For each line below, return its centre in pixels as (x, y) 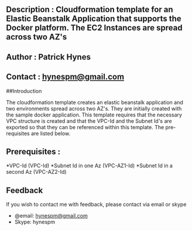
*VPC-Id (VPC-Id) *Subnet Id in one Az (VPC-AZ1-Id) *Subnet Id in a (89, 166)
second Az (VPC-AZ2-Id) (36, 172)
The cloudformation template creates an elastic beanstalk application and (95, 102)
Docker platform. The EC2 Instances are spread (94, 28)
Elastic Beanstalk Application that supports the (94, 19)
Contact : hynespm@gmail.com (65, 77)
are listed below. (51, 133)
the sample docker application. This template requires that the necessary (94, 115)
